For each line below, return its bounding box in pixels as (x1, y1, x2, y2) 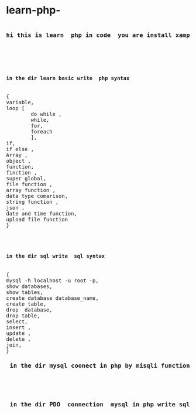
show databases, (6, 283, 53, 290)
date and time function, (6, 210, 77, 217)
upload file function (6, 216, 68, 223)
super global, (6, 175, 47, 182)
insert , (6, 324, 31, 331)
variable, (6, 99, 34, 106)
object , (6, 158, 31, 165)
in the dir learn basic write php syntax (6, 74, 130, 81)
